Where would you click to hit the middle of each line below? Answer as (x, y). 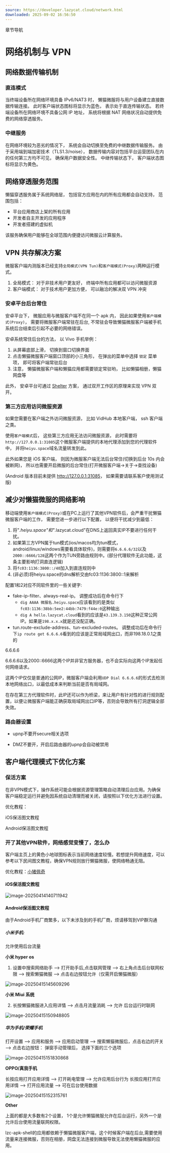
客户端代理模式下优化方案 (45, 762)
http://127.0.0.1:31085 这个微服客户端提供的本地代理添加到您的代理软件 (81, 442)
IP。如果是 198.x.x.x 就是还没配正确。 (59, 621)
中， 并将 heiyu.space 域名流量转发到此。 (47, 448)
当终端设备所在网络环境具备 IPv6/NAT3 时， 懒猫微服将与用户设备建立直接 (83, 100)
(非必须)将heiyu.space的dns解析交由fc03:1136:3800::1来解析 (76, 574)
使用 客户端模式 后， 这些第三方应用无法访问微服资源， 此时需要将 (71, 435)
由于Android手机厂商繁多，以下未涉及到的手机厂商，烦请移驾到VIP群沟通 (81, 920)
